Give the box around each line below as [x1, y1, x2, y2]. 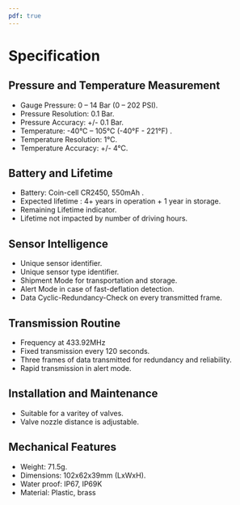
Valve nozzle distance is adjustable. [19, 417, 140, 427]
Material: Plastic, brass [19, 487, 96, 497]
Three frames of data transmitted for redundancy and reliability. [19, 355, 232, 364]
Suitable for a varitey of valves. [19, 408, 124, 418]
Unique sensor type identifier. [19, 267, 120, 277]
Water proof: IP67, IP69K [19, 478, 103, 489]
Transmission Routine [8, 316, 121, 330]
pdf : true [8, 11, 42, 20]
